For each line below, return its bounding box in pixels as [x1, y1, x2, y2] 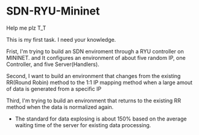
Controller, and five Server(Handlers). [6, 61, 99, 68]
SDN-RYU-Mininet [6, 4, 100, 18]
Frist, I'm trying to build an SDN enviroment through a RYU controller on [6, 47, 184, 55]
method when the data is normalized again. [6, 103, 114, 110]
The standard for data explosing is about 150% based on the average [14, 115, 187, 122]
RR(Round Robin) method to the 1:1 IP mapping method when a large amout [6, 79, 193, 86]
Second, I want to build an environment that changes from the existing [6, 72, 181, 79]
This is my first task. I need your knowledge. [6, 36, 116, 43]
